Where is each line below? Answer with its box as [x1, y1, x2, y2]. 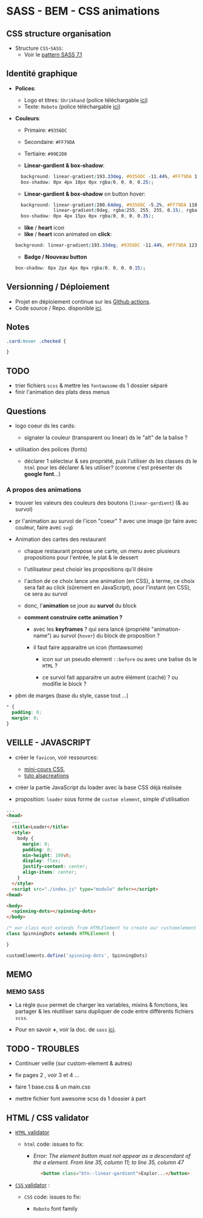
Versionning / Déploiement [6, 282, 110, 292]
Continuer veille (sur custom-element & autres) [15, 1060, 133, 1067]
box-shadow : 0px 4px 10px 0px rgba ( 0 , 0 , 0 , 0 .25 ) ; [21, 179, 155, 185]
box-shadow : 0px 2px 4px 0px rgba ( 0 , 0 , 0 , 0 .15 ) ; [15, 265, 146, 271]
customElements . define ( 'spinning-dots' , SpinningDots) [6, 952, 148, 959]
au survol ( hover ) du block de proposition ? [53, 632, 160, 639]
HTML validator [15, 1128, 50, 1136]
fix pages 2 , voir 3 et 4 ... [15, 1072, 79, 1079]
